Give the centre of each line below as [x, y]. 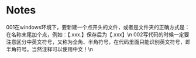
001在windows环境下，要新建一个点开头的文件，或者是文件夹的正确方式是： [98, 27]
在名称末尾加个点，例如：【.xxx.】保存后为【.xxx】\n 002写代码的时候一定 [95, 34]
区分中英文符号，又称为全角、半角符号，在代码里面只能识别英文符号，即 [103, 42]
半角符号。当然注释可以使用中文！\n [50, 49]
